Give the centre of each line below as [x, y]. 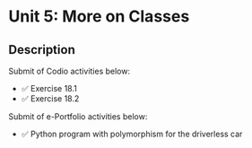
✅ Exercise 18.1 [49, 88]
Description [42, 50]
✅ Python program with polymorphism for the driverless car [132, 134]
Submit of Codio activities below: [70, 71]
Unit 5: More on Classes [99, 17]
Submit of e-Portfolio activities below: [78, 117]
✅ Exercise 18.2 [50, 99]
